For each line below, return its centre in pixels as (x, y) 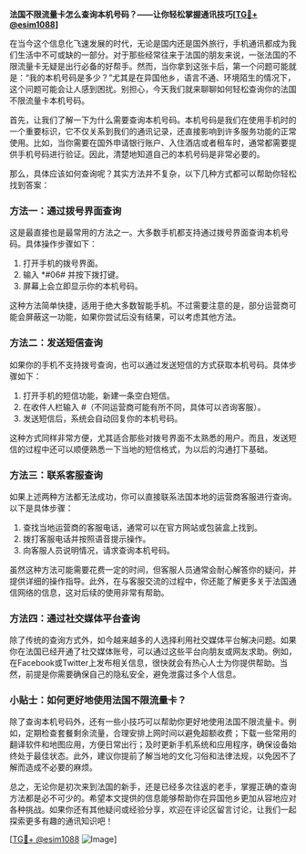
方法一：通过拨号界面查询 (66, 211)
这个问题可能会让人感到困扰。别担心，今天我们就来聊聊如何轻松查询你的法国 (153, 89)
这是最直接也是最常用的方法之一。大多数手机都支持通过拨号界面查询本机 (145, 233)
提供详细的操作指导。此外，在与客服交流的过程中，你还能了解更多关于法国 (149, 581)
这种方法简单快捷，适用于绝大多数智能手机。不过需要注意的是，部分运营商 (149, 306)
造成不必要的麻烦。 (61, 767)
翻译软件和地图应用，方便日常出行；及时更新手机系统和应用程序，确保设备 (149, 744)
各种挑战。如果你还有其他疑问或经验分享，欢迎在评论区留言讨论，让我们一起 (153, 810)
